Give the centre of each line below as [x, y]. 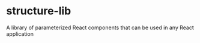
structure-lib [39, 11]
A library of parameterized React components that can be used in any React [100, 27]
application [20, 33]
